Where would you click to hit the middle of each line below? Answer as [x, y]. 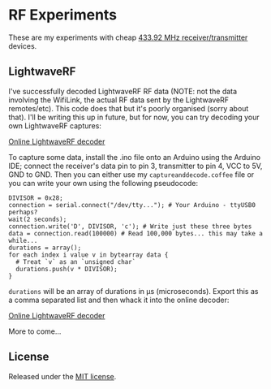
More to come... [35, 331]
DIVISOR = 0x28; [36, 198]
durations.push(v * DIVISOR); [67, 269]
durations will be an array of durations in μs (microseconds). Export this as [133, 291]
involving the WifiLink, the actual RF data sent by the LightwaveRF [119, 100]
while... [23, 240]
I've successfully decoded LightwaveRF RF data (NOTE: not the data [123, 91]
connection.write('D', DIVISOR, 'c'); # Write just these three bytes [130, 226]
